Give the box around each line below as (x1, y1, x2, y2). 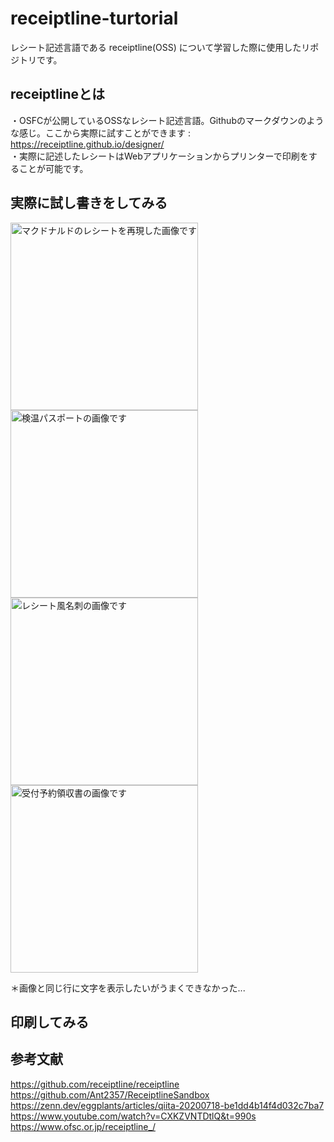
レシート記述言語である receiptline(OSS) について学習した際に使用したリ (10, 41, 311, 53)
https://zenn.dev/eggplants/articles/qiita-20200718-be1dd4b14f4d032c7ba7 (10, 1099, 325, 1111)
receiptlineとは (10, 86, 106, 103)
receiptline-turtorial (10, 7, 179, 30)
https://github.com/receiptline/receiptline (10, 1078, 180, 1090)
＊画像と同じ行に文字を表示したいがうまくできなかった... (10, 982, 246, 994)
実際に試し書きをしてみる (10, 195, 168, 212)
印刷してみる (10, 1013, 90, 1031)
